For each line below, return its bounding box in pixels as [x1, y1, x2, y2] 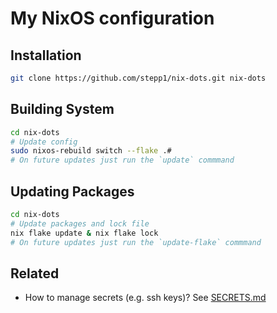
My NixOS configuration [10, 7, 215, 30]
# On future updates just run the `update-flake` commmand [10, 237, 262, 247]
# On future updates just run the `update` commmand [10, 155, 235, 166]
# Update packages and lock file [10, 218, 150, 229]
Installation [10, 47, 82, 64]
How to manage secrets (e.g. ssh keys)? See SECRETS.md [24, 292, 267, 304]
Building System [10, 101, 115, 118]
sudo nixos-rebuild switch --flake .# [10, 146, 172, 156]
